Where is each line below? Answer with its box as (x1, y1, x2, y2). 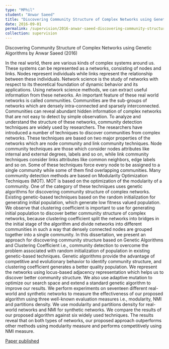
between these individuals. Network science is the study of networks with (5, 76, 158, 82)
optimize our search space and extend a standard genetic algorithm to (5, 280, 151, 286)
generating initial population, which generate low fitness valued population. (5, 200, 161, 205)
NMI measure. (5, 328, 35, 334)
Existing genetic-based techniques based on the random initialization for (5, 194, 156, 200)
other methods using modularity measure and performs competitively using (5, 323, 162, 329)
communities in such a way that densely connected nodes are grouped (5, 226, 152, 232)
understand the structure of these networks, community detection (5, 119, 142, 125)
